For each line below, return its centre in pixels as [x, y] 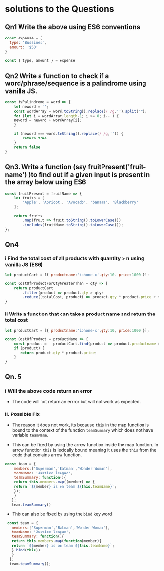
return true [35, 138]
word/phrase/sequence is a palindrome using [76, 83]
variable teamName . [30, 435]
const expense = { [24, 38]
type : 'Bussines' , [28, 42]
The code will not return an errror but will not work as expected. [76, 401]
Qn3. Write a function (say [46, 167]
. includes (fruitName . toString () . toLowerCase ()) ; [73, 225]
